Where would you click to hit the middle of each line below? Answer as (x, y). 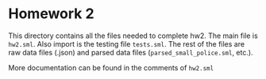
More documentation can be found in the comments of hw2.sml (111, 67)
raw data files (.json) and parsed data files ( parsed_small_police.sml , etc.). (131, 52)
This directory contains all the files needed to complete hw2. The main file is (133, 36)
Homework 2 (51, 14)
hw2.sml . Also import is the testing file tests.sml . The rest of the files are (126, 43)
